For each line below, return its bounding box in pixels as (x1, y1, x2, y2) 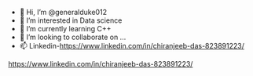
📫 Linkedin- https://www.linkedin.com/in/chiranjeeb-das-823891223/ (19, 42, 245, 50)
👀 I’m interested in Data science (19, 16, 123, 25)
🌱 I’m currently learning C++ (19, 24, 112, 33)
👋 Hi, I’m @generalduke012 (19, 8, 108, 16)
